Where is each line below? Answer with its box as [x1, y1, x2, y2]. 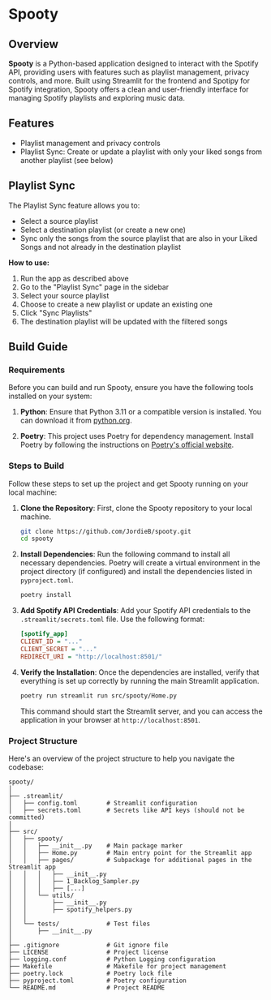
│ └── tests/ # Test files [8, 920, 151, 928]
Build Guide [8, 340, 68, 354]
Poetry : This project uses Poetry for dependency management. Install [19, 431, 254, 441]
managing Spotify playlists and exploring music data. [8, 93, 185, 102]
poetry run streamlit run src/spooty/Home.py [19, 691, 177, 700]
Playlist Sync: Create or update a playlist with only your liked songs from [19, 147, 262, 157]
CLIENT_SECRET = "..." [19, 645, 97, 653]
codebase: [8, 762, 45, 771]
